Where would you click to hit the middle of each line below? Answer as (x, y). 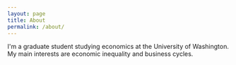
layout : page (26, 14)
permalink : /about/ (36, 27)
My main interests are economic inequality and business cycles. (100, 54)
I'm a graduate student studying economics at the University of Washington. (118, 47)
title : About (26, 20)
